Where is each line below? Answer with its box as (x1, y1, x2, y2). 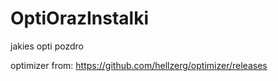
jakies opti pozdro (10, 40, 84, 52)
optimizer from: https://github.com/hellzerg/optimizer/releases (10, 59, 268, 71)
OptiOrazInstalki (10, 7, 149, 30)
